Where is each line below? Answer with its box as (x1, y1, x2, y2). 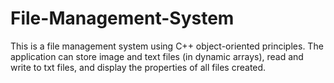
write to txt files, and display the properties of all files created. (10, 61, 267, 73)
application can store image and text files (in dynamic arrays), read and (10, 50, 304, 62)
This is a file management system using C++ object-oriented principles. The (10, 40, 324, 52)
